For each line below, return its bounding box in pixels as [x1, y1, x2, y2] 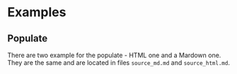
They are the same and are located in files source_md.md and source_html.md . [7, 58, 230, 67]
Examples [7, 4, 67, 20]
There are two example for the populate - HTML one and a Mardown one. [7, 51, 221, 59]
